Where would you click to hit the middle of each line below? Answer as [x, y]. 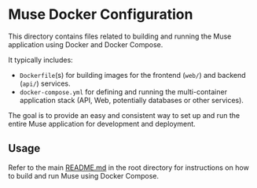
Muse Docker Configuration [101, 15]
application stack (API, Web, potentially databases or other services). [131, 100]
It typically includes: [40, 60]
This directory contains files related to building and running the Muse [120, 36]
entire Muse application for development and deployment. [102, 123]
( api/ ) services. [45, 83]
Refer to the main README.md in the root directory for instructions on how [128, 168]
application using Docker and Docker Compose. [86, 44]
